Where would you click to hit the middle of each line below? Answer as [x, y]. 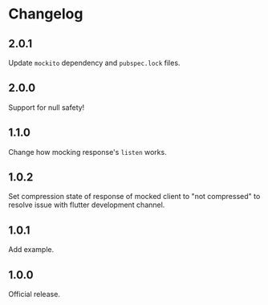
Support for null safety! [47, 107]
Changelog [46, 14]
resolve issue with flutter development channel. [87, 205]
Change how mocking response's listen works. [87, 152]
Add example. [31, 250]
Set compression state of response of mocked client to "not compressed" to [134, 197]
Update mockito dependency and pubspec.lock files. [94, 63]
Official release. [34, 295]
